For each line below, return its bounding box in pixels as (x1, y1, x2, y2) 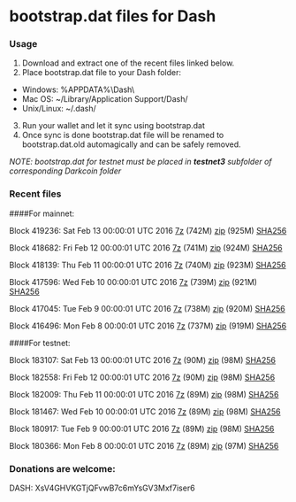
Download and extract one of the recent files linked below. (21, 58, 235, 68)
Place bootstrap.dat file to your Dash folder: (21, 67, 182, 78)
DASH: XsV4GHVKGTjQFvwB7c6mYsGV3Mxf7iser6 (9, 483, 196, 493)
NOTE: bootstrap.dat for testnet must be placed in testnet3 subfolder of (9, 157, 272, 167)
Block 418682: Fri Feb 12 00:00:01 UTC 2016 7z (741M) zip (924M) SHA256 (9, 242, 283, 253)
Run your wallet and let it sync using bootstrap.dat (21, 120, 206, 131)
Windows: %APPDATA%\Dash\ (21, 84, 135, 95)
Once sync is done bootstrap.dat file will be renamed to (21, 130, 224, 141)
